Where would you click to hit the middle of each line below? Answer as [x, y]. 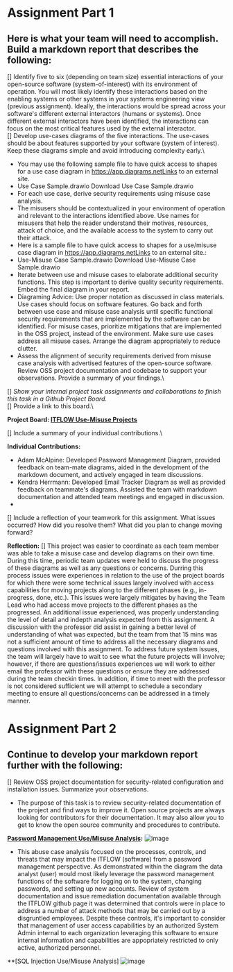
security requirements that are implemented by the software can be [113, 319]
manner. [19, 701]
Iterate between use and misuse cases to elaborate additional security [118, 275]
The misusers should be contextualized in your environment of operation [121, 208]
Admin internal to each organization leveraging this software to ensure [118, 933]
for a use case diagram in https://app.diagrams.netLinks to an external [118, 171]
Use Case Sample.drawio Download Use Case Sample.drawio [105, 186]
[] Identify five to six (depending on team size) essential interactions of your [115, 77]
